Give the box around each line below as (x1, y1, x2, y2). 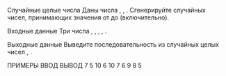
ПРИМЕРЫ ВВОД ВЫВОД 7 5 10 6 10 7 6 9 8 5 (7, 61, 143, 69)
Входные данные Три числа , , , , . (7, 27, 107, 35)
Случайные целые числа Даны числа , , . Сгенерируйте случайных (7, 6, 207, 14)
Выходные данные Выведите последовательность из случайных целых (7, 40, 219, 48)
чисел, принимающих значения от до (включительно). (7, 13, 169, 22)
